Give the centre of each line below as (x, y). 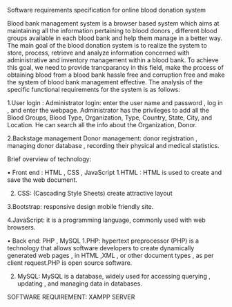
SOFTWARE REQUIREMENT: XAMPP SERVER (71, 297)
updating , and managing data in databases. (80, 283)
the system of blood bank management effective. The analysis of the (105, 82)
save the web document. (42, 180)
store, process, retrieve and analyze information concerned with (98, 53)
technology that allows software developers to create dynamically (101, 248)
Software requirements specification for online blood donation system (106, 10)
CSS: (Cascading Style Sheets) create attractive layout (95, 193)
